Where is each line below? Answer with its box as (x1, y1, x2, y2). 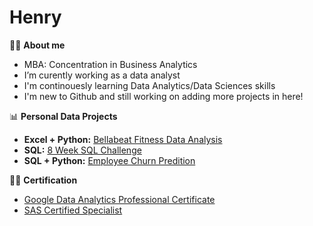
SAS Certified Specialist (23, 204, 123, 216)
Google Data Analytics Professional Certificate (23, 193, 216, 205)
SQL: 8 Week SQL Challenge (23, 144, 142, 156)
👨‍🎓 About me (9, 39, 66, 51)
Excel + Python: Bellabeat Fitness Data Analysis (23, 133, 223, 145)
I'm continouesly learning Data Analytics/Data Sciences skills (23, 79, 276, 91)
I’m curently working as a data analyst (23, 69, 181, 81)
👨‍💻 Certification (9, 174, 78, 186)
